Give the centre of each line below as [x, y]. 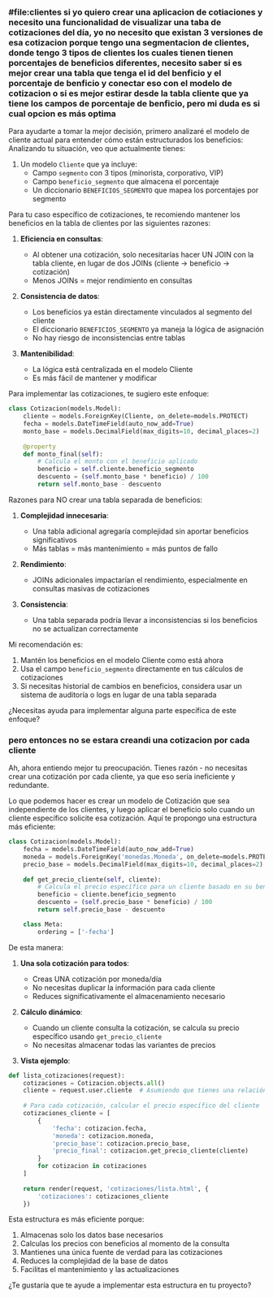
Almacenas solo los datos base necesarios [92, 1235]
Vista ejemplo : [45, 1060]
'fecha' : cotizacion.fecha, [100, 1128]
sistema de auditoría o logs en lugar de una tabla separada [118, 694]
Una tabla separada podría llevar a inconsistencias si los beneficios [145, 620]
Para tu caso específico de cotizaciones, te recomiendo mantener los [125, 214]
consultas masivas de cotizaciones [91, 588]
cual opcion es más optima [62, 114]
